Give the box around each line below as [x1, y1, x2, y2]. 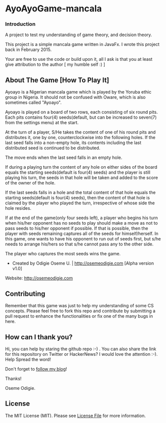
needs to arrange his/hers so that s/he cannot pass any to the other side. [5, 241, 154, 247]
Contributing [5, 289, 45, 298]
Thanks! [5, 376, 22, 381]
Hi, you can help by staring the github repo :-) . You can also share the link [5, 346, 157, 352]
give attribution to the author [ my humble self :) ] [5, 61, 105, 67]
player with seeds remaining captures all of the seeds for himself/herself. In [5, 231, 159, 236]
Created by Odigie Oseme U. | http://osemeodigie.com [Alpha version [12, 260, 154, 266]
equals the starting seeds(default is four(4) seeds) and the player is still [5, 169, 151, 176]
